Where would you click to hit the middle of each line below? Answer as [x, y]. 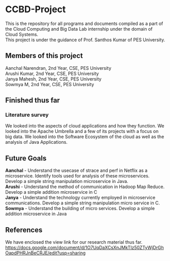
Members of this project [44, 56]
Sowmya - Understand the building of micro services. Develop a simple [80, 208]
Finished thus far [32, 100]
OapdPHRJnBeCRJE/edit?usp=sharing [45, 253]
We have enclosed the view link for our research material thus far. [74, 242]
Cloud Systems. [22, 34]
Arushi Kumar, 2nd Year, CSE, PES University [52, 73]
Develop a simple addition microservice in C [51, 192]
